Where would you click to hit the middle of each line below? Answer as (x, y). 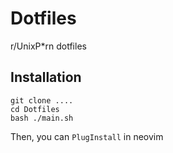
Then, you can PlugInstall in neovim (87, 136)
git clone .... (42, 100)
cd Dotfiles (35, 109)
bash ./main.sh (42, 118)
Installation (46, 77)
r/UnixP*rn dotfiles (48, 46)
